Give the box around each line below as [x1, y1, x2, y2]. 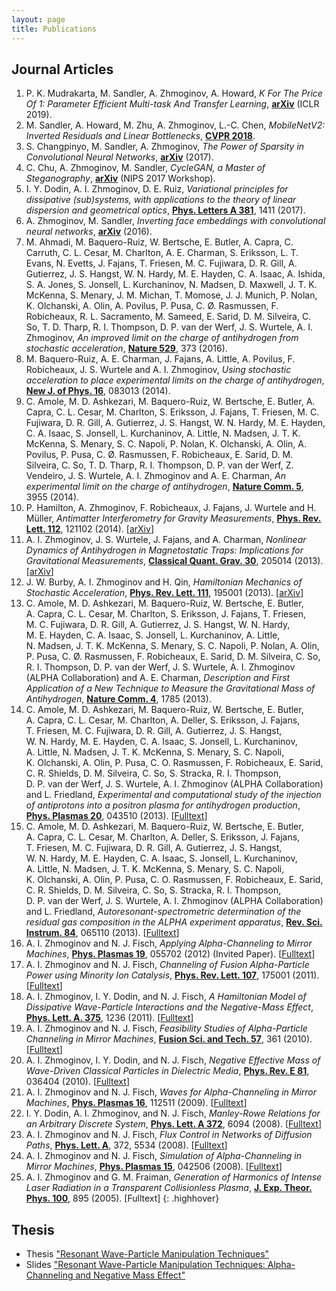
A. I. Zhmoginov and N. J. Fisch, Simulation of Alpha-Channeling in [25, 1150, 303, 1162]
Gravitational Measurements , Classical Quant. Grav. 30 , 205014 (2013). [25, 555, 324, 567]
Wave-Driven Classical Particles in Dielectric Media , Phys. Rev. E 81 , [25, 1065, 310, 1077]
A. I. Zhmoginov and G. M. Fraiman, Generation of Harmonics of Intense [25, 1171, 323, 1183]
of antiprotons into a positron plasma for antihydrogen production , [25, 799, 301, 811]
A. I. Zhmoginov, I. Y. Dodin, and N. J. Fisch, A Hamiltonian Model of [25, 991, 307, 1003]
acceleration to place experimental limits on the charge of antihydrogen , [25, 374, 325, 386]
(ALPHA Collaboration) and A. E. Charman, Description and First [25, 672, 291, 684]
